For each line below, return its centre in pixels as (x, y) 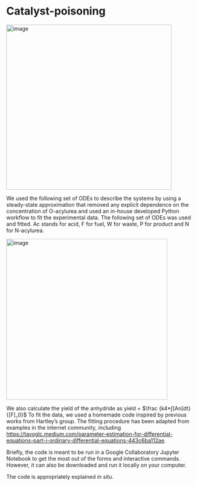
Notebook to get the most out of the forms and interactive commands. (93, 458)
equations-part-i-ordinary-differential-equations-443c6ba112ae (86, 440)
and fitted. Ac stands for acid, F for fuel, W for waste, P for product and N (98, 224)
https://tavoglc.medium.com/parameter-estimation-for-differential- (90, 434)
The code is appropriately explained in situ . (60, 476)
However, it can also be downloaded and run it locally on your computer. (96, 465)
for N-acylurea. (25, 230)
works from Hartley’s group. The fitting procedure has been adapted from (98, 421)
